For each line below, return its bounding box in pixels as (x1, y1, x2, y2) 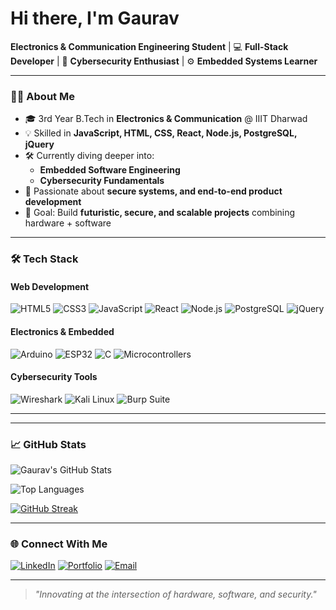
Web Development (10, 280, 90, 292)
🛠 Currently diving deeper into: (24, 150, 155, 162)
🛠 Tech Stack (10, 252, 79, 266)
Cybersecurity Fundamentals (39, 175, 165, 187)
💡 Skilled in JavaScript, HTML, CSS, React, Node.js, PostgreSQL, (24, 127, 298, 139)
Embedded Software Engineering (39, 164, 181, 176)
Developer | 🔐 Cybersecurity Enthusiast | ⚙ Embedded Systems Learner (10, 55, 318, 67)
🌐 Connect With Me (10, 537, 108, 551)
